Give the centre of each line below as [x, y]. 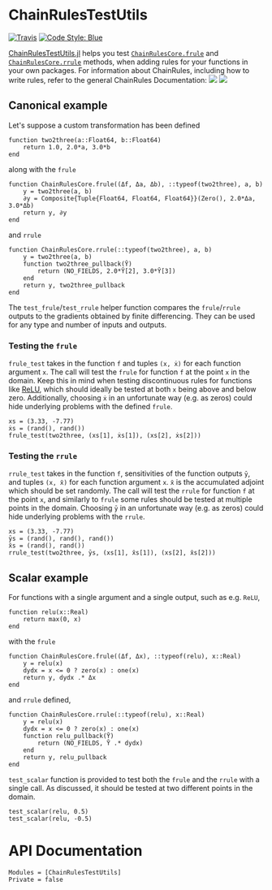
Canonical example [58, 106]
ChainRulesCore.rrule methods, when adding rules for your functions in [128, 62]
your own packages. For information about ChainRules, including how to [129, 70]
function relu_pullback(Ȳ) [69, 737]
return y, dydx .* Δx [59, 678]
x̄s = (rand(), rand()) [47, 546]
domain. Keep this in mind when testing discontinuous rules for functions [130, 381]
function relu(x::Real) [49, 612]
